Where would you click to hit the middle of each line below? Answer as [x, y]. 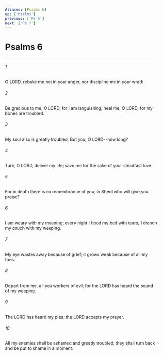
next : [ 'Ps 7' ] [20, 23]
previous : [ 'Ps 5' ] [25, 18]
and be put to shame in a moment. [39, 348]
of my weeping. [21, 291]
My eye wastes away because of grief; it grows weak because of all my [76, 254]
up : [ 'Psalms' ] [20, 14]
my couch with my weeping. [33, 228]
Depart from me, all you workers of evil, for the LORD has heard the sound [79, 286]
